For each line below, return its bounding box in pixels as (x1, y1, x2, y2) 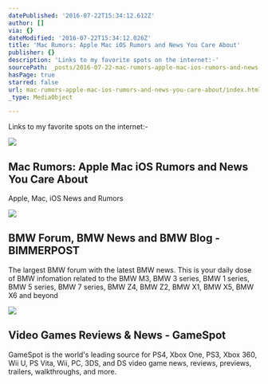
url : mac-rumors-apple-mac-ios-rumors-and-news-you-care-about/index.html (8, 85, 262, 94)
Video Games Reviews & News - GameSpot (8, 328, 226, 343)
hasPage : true (8, 71, 56, 79)
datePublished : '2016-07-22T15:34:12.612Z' (8, 11, 156, 20)
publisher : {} (8, 49, 56, 57)
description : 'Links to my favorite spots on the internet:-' (8, 57, 219, 65)
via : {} (8, 26, 34, 34)
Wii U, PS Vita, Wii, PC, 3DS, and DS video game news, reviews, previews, (8, 358, 252, 367)
